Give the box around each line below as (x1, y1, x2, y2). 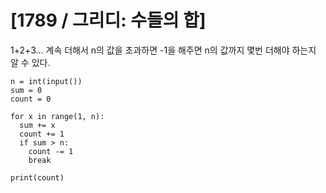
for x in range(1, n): (10, 111, 105, 121)
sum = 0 (10, 85, 43, 95)
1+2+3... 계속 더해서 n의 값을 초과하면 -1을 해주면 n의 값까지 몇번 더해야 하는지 (10, 44, 317, 56)
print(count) (10, 172, 65, 183)
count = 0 (10, 94, 52, 104)
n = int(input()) (10, 76, 83, 86)
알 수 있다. (10, 56, 51, 68)
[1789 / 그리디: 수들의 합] (10, 9, 207, 32)
